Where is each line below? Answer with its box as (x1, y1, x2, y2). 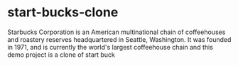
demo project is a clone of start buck (7, 50, 116, 59)
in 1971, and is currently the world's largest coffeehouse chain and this (7, 43, 213, 51)
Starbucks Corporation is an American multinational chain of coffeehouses (7, 28, 226, 36)
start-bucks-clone (7, 4, 119, 21)
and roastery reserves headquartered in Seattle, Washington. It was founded (7, 35, 232, 43)
